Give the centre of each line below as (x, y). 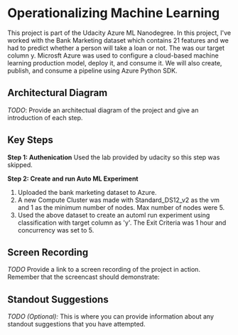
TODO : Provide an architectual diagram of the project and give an (103, 110)
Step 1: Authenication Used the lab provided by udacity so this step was (114, 157)
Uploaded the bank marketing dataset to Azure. (87, 192)
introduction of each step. (45, 117)
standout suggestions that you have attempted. (76, 324)
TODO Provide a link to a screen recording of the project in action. (104, 270)
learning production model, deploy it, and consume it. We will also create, (115, 63)
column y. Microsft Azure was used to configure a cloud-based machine (113, 55)
